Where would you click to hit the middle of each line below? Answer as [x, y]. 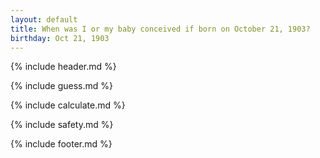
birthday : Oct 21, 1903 [60, 38]
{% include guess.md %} [61, 86]
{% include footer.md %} [61, 144]
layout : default [44, 19]
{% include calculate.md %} [68, 105]
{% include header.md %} [63, 67]
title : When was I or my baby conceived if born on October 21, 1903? [160, 29]
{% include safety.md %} [62, 125]
